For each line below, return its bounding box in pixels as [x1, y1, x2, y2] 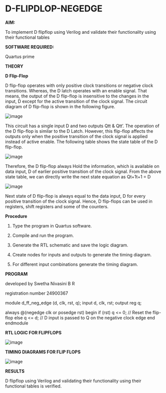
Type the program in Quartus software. [12, 223, 92, 229]
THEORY [5, 63, 24, 69]
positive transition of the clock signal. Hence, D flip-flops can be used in [5, 198, 153, 204]
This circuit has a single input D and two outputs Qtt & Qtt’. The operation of [5, 123, 160, 129]
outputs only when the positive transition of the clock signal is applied [5, 133, 148, 139]
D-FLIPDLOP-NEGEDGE [5, 3, 103, 14]
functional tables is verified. [5, 383, 62, 389]
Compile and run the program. [12, 232, 74, 238]
